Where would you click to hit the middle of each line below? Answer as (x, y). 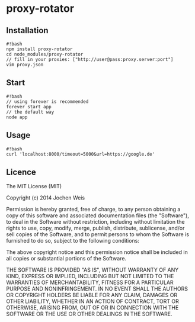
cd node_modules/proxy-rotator (45, 54)
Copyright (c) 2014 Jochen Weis (45, 198)
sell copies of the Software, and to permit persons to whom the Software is (98, 234)
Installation (27, 30)
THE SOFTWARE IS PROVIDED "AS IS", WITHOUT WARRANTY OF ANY (92, 270)
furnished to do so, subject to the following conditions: (73, 241)
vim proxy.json (25, 65)
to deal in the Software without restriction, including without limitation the (95, 222)
